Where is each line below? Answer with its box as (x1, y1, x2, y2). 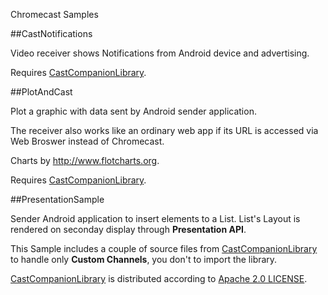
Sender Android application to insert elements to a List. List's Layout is (10, 213, 301, 224)
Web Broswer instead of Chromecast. (10, 135, 165, 147)
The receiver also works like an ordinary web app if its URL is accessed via (10, 125, 319, 136)
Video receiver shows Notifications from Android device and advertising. (10, 47, 310, 59)
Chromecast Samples (10, 9, 99, 20)
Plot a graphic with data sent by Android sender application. (10, 105, 257, 117)
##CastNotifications (10, 28, 93, 39)
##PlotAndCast (10, 86, 73, 98)
